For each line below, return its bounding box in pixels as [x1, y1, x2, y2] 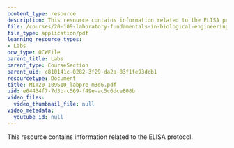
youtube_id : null [13, 113, 64, 120]
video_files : [7, 94, 45, 101]
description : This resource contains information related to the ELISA [7, 17, 219, 24]
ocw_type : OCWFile [7, 49, 61, 56]
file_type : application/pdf [7, 29, 89, 37]
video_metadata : [7, 107, 54, 114]
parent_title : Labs [7, 56, 64, 63]
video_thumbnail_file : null [13, 101, 95, 108]
